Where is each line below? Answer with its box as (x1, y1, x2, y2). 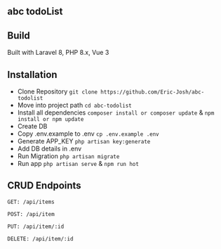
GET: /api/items (7, 198, 55, 205)
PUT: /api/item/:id (7, 223, 65, 230)
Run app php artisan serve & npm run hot (17, 160, 139, 168)
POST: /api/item (7, 210, 55, 217)
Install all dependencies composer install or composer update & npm (17, 108, 215, 117)
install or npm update (17, 116, 84, 123)
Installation (7, 68, 58, 80)
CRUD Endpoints (7, 179, 82, 192)
